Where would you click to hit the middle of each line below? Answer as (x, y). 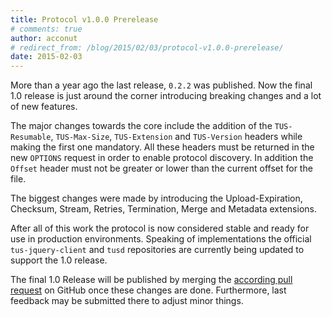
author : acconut (44, 38)
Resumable (31, 137)
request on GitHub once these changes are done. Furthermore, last (148, 290)
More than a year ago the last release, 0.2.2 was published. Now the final (161, 85)
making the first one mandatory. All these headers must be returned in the (162, 147)
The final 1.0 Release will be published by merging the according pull (151, 280)
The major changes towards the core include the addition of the (141, 126)
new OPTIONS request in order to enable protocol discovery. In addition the (162, 158)
